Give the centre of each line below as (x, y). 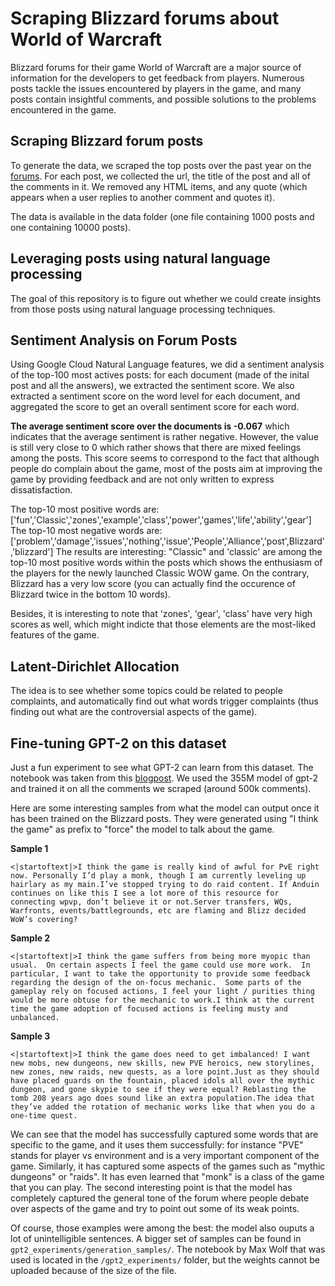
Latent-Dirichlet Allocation (95, 666)
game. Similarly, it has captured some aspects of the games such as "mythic (168, 1166)
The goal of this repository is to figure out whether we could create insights (166, 298)
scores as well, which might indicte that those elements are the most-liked (163, 624)
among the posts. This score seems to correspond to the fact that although (165, 458)
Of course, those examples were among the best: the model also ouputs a (162, 1228)
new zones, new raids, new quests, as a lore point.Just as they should (165, 1072)
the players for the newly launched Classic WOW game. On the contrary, (160, 573)
